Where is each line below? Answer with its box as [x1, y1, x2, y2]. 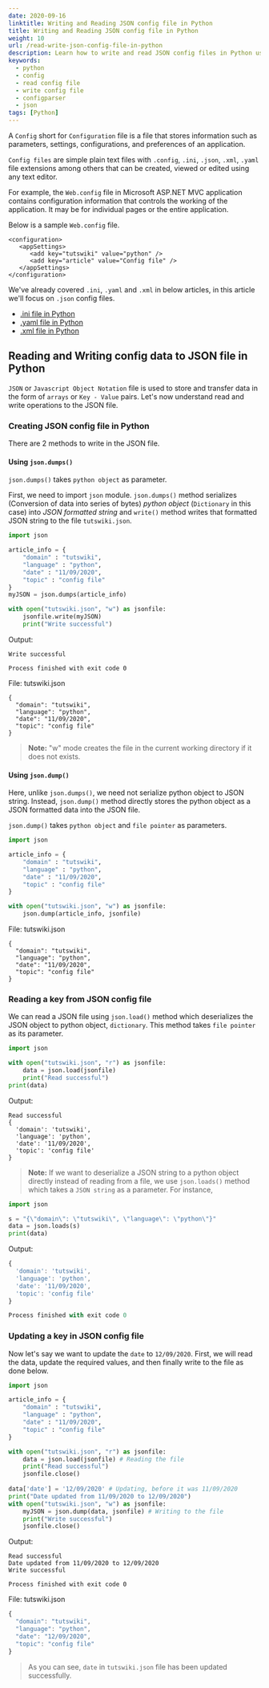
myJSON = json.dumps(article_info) [8, 591, 127, 599]
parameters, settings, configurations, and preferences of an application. [8, 140, 246, 149]
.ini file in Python [19, 309, 76, 318]
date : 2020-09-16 [8, 11, 66, 20]
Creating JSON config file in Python [8, 420, 150, 431]
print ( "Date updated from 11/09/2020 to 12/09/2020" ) [8, 1492, 192, 1500]
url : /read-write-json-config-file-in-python [8, 42, 163, 50]
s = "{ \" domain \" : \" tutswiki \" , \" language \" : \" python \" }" [8, 1214, 217, 1223]
